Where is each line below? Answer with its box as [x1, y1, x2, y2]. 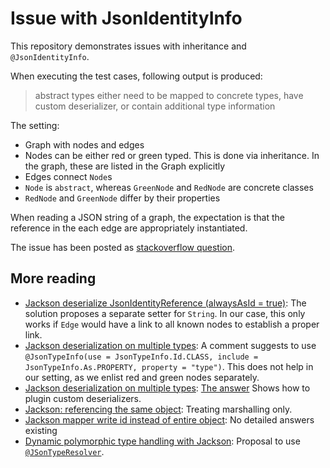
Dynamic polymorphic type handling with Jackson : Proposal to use [24, 435, 301, 447]
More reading [10, 270, 97, 287]
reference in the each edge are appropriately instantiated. [10, 222, 248, 234]
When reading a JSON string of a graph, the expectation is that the [10, 211, 286, 223]
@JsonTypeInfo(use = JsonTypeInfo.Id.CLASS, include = [24, 352, 259, 362]
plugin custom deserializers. [24, 392, 142, 404]
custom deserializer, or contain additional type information [34, 100, 276, 112]
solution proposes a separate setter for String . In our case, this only [24, 307, 306, 319]
